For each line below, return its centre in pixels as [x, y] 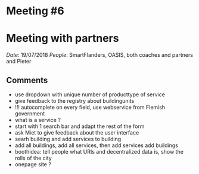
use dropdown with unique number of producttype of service [90, 94]
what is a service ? [38, 120]
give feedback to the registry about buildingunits [74, 100]
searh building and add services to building [68, 139]
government [30, 113]
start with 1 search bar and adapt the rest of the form [80, 126]
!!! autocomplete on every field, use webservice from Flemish [90, 107]
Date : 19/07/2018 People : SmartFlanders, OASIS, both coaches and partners [100, 55]
